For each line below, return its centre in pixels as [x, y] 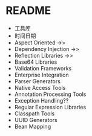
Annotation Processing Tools [50, 94]
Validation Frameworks [43, 68]
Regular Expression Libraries [50, 107]
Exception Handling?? [41, 100]
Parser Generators [38, 81]
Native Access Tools [40, 87]
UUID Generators [36, 120]
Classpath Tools [34, 114]
